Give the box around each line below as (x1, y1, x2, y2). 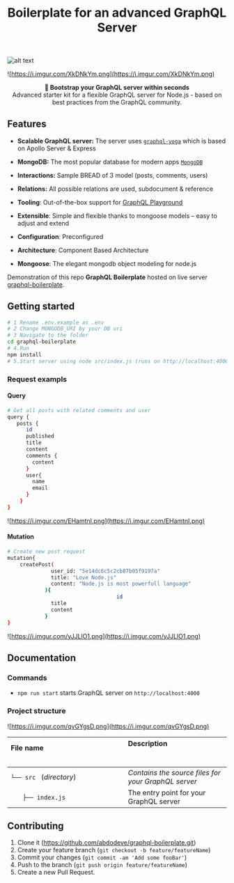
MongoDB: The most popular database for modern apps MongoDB (17, 157, 203, 166)
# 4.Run (7, 345, 30, 352)
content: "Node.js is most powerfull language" (51, 580, 192, 588)
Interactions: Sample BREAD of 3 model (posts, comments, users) (17, 171, 208, 179)
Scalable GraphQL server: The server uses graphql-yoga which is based (17, 136, 226, 145)
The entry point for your (127, 788, 206, 797)
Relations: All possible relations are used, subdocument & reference (17, 185, 214, 193)
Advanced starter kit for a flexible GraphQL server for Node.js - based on (12, 91, 222, 99)
